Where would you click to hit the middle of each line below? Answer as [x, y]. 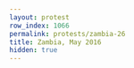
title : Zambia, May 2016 [55, 42]
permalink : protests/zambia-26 [67, 34]
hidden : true [33, 50]
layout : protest [39, 17]
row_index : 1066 [39, 26]
